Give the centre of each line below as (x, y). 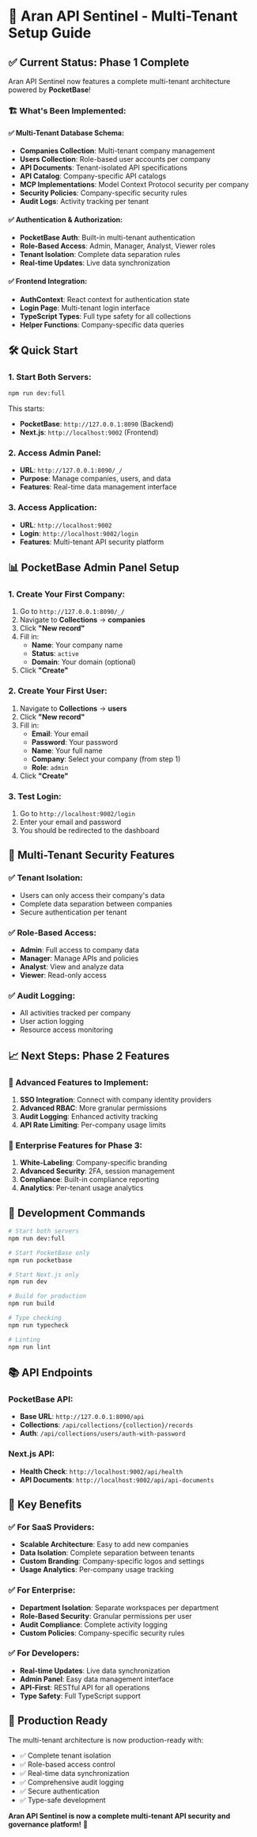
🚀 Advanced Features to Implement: (78, 1082)
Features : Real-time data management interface (98, 487)
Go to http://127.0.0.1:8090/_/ (72, 612)
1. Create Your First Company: (67, 594)
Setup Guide (50, 33)
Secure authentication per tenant (73, 912)
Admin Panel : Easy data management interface (96, 1679)
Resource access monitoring (66, 1030)
